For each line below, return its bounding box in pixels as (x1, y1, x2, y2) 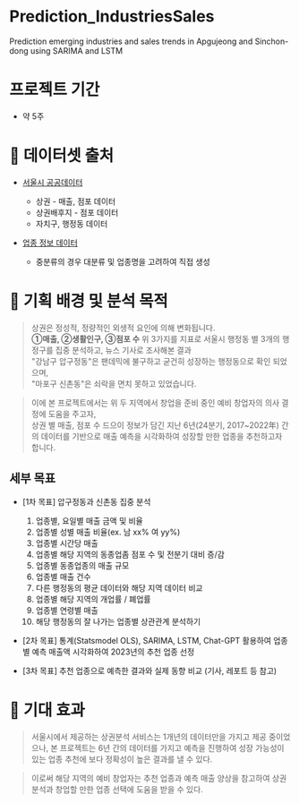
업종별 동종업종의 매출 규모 (35, 560, 130, 570)
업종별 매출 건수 (35, 571, 91, 582)
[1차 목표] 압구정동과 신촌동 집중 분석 (21, 496, 151, 507)
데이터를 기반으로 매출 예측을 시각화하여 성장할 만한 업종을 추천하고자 (40, 431, 283, 441)
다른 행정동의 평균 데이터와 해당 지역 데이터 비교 (35, 582, 203, 593)
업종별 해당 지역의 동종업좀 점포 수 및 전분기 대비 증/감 (35, 549, 226, 560)
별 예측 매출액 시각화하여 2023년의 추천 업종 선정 (21, 646, 195, 657)
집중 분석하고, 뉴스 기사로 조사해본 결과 (55, 345, 192, 355)
